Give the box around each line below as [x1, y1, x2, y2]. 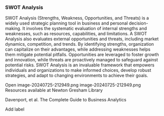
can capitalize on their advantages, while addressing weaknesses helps [5, 46, 151, 53]
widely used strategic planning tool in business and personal [5, 20, 128, 26]
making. [5, 26, 22, 31]
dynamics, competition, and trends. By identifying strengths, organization [5, 41, 154, 47]
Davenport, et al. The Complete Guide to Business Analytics [5, 97, 127, 103]
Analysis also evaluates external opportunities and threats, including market [5, 36, 159, 42]
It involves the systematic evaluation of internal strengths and [22, 26, 147, 31]
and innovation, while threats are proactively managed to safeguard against [5, 57, 159, 63]
